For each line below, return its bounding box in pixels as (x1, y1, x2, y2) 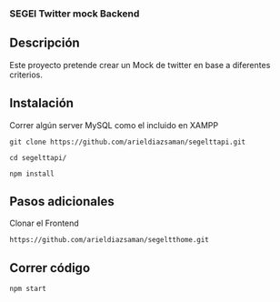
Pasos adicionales (9, 194, 115, 209)
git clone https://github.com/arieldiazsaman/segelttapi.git (9, 137, 246, 146)
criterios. (9, 69, 44, 80)
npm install (9, 169, 55, 178)
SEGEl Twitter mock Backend (9, 7, 140, 20)
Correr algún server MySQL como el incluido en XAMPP (9, 119, 219, 130)
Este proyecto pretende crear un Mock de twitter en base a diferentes (9, 59, 271, 70)
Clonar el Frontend (9, 217, 79, 229)
